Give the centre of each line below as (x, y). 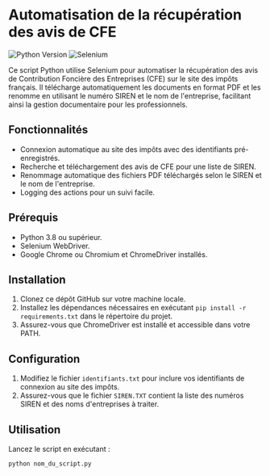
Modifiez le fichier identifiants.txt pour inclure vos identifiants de (132, 378)
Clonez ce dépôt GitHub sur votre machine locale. (103, 299)
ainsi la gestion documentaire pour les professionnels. (98, 104)
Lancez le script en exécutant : (59, 449)
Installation (37, 279)
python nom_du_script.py (50, 464)
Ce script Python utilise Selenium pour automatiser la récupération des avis (133, 70)
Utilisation (35, 430)
